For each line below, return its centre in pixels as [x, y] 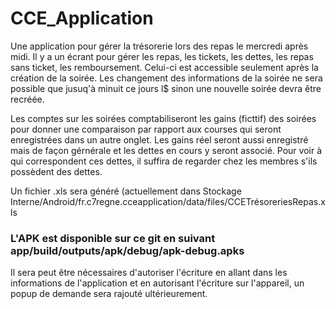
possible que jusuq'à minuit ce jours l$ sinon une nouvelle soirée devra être [166, 88]
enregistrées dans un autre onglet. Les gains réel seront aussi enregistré [159, 139]
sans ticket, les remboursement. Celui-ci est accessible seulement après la [164, 67]
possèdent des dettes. [56, 171]
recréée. [27, 99]
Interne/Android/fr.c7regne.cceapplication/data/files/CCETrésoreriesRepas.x [168, 201]
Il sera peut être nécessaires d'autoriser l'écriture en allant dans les [149, 273]
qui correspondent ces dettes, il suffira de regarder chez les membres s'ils [164, 161]
